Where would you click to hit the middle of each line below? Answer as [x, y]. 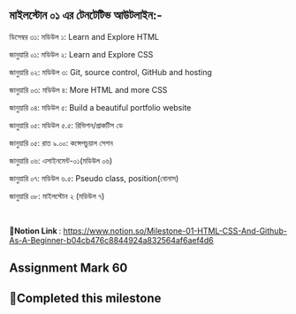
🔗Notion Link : [35, 231]
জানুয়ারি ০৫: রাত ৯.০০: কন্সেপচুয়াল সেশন [61, 142]
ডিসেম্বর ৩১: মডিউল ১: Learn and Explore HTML [84, 36]
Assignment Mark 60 [68, 268]
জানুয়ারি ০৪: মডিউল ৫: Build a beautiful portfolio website [100, 107]
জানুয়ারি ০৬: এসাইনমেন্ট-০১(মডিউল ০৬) [61, 160]
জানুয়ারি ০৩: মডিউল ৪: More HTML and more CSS [88, 89]
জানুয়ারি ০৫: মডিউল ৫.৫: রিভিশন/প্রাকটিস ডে [66, 125]
